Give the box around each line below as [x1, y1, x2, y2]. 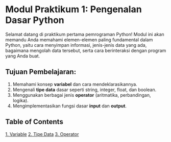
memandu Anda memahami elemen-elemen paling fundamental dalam [5, 37, 153, 43]
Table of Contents [5, 118, 64, 126]
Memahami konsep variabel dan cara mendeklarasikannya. [12, 81, 138, 87]
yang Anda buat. [5, 52, 40, 59]
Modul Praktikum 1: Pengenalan [5, 4, 142, 15]
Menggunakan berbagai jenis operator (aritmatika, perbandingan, [12, 92, 151, 98]
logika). [12, 97, 29, 103]
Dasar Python [5, 14, 65, 26]
